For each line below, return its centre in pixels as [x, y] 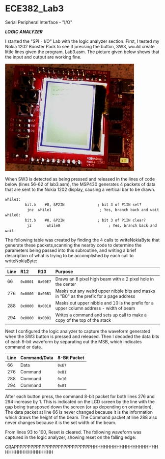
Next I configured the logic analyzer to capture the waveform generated [78, 331]
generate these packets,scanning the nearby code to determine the [73, 245]
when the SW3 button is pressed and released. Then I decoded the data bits [82, 336]
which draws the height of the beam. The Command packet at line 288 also [81, 417]
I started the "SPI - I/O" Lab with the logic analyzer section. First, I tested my [82, 41]
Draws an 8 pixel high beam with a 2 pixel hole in [105, 279]
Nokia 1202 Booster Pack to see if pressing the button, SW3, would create [80, 46]
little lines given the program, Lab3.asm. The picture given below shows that [82, 52]
